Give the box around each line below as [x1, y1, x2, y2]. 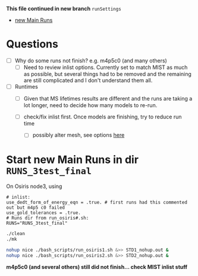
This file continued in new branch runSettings [6, 5, 122, 12]
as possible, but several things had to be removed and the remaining [23, 71, 192, 78]
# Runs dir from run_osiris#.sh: [6, 215, 89, 221]
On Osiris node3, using [6, 183, 62, 190]
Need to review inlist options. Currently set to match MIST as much [23, 64, 188, 71]
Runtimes [14, 83, 39, 90]
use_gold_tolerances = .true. [6, 210, 81, 216]
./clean [6, 231, 26, 237]
